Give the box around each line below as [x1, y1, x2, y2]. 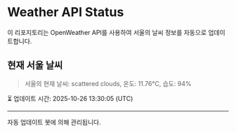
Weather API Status [7, 4, 124, 20]
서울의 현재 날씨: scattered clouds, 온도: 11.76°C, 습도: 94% [24, 79, 192, 87]
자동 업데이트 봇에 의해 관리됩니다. [7, 118, 101, 126]
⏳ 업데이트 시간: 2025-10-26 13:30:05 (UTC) [7, 94, 133, 102]
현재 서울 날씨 [7, 59, 63, 71]
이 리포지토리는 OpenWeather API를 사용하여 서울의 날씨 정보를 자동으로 [7, 28, 207, 36]
